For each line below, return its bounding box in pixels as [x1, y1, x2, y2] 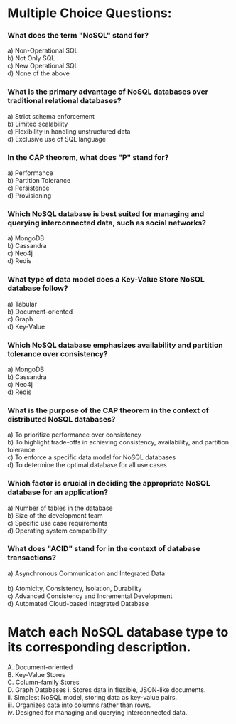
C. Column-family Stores [7, 678, 80, 686]
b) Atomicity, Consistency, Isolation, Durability [7, 584, 142, 592]
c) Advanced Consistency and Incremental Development [7, 592, 173, 600]
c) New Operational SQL [7, 62, 78, 70]
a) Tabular [7, 299, 38, 308]
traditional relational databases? [7, 96, 122, 106]
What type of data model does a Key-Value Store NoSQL [7, 275, 205, 284]
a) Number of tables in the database [7, 504, 114, 512]
